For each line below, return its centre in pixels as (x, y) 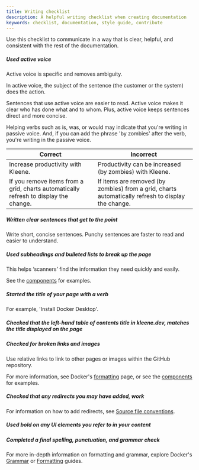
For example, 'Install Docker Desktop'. (52, 309)
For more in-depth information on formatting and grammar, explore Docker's (99, 454)
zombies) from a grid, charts (137, 189)
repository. (19, 365)
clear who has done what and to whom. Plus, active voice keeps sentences (98, 109)
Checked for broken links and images (53, 344)
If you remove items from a (46, 181)
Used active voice (29, 59)
